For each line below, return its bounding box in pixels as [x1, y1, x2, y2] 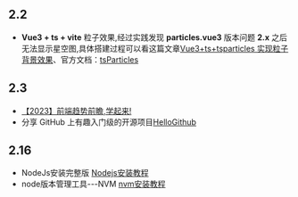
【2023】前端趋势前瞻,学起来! [21, 105, 132, 116]
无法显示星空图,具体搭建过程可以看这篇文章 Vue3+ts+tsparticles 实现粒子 [21, 43, 289, 53]
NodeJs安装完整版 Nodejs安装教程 [21, 168, 149, 178]
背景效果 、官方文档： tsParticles [21, 53, 139, 65]
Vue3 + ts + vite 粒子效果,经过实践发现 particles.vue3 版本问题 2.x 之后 [21, 31, 287, 43]
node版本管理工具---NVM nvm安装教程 [21, 178, 166, 190]
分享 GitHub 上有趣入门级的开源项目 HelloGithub [21, 116, 197, 127]
